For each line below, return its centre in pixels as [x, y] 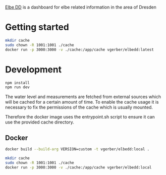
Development [33, 69]
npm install [17, 83]
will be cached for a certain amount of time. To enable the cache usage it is [82, 102]
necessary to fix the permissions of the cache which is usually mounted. [79, 107]
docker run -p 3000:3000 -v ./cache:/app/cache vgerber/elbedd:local [79, 167]
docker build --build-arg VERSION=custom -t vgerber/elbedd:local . [77, 149]
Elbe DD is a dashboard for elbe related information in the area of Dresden [81, 7]
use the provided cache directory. [40, 122]
